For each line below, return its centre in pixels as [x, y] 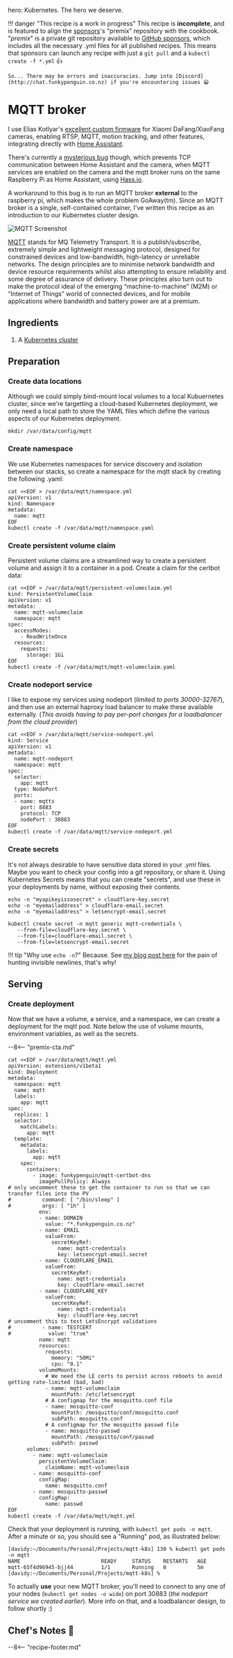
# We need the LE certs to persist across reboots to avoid [133, 1376]
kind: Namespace [31, 503]
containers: [43, 1170]
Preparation [34, 362]
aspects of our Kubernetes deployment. [64, 418]
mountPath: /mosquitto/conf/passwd [103, 1437]
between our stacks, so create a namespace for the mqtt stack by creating [114, 471]
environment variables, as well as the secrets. [73, 1034]
